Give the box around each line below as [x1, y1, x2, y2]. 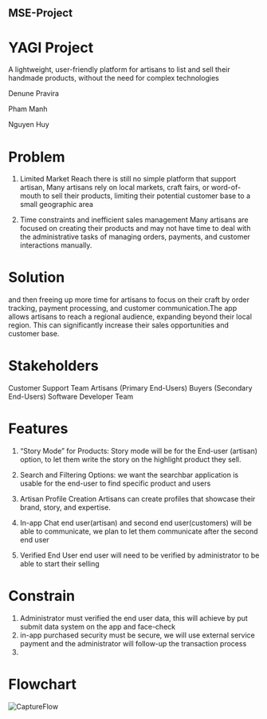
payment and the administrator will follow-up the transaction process [19, 639, 247, 649]
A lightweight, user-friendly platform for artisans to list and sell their [8, 65, 230, 74]
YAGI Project [8, 38, 94, 57]
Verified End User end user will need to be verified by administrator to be [19, 550, 260, 560]
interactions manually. [19, 240, 92, 250]
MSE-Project [8, 6, 73, 20]
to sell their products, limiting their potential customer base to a [42, 191, 251, 201]
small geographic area [19, 200, 94, 209]
